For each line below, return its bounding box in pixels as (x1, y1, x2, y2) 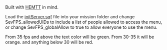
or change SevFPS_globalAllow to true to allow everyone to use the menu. (5, 24, 157, 30)
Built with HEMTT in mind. (5, 4, 59, 10)
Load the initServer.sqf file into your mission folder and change (5, 14, 135, 19)
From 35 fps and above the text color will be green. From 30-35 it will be (5, 34, 154, 40)
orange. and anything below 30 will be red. (5, 39, 93, 45)
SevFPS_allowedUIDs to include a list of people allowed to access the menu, (5, 19, 162, 25)
